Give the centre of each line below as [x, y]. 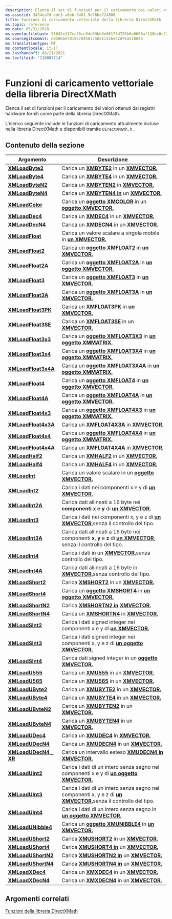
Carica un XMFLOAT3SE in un [98, 322]
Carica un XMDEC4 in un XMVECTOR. [108, 216]
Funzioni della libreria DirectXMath [42, 911]
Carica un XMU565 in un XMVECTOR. [108, 681]
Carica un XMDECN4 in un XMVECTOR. [110, 225]
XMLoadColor [25, 205]
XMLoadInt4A [25, 571]
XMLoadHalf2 [25, 456]
